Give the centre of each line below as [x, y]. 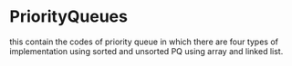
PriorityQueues [68, 17]
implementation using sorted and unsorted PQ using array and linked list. [146, 51]
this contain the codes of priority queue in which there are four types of [144, 42]
